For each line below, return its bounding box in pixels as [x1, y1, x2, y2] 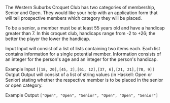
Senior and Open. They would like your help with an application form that [5, 10, 158, 16]
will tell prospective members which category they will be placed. [5, 15, 142, 21]
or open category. [5, 82, 43, 88]
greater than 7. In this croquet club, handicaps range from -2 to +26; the [5, 30, 156, 36]
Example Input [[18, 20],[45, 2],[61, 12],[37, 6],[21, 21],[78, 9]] [5, 66, 155, 72]
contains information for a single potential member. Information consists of [5, 51, 161, 57]
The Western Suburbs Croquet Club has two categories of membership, [5, 5, 156, 10]
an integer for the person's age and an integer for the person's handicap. [5, 56, 158, 62]
